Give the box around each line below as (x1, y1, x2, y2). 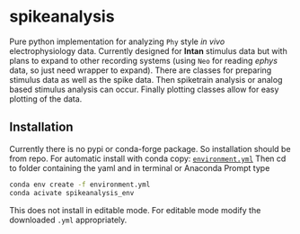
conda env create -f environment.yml (9, 180, 151, 189)
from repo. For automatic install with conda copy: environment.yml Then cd (9, 153, 287, 164)
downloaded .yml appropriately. (9, 214, 128, 225)
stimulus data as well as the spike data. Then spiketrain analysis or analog (9, 74, 283, 85)
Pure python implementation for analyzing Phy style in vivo (9, 36, 225, 47)
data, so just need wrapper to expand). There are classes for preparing (9, 65, 272, 76)
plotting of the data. (9, 93, 83, 104)
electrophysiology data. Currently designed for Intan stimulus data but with (9, 45, 287, 56)
